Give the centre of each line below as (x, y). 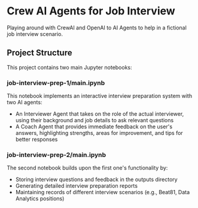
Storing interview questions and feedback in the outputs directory (97, 180)
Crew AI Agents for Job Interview (91, 11)
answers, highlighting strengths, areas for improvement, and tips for (99, 133)
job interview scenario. (35, 34)
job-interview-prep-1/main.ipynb (56, 83)
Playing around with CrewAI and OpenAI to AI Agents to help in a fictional (97, 28)
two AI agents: (25, 103)
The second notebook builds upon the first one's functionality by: (87, 168)
